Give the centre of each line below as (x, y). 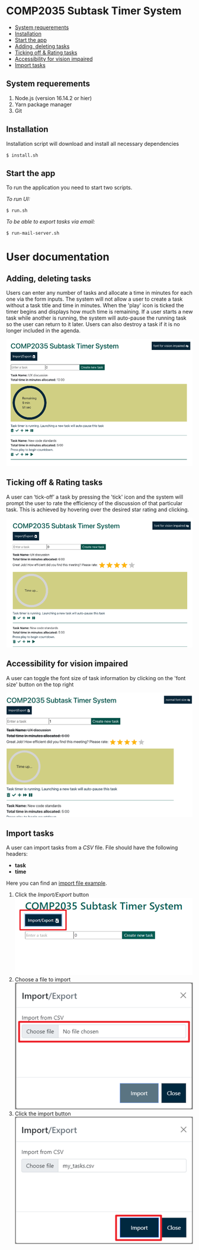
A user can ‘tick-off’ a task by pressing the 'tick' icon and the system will (95, 497)
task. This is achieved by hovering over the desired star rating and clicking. (98, 509)
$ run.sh (17, 211)
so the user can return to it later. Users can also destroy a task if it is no (93, 324)
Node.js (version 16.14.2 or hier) (53, 98)
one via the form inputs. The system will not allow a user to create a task (94, 299)
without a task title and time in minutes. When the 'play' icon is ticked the (95, 305)
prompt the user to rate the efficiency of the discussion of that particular (94, 503)
